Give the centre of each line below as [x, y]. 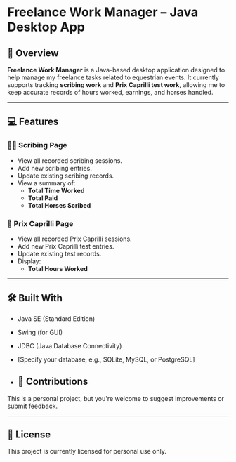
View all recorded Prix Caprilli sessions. [74, 239]
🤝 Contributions [53, 382]
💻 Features [33, 122]
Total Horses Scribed [59, 205]
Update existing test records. [59, 253]
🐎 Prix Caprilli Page [40, 223]
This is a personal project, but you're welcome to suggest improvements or [116, 398]
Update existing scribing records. [66, 176]
